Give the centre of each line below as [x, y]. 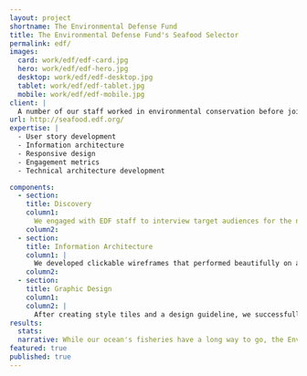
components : [32, 187]
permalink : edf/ [40, 43]
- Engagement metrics [59, 162]
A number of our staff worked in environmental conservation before [151, 111]
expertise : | [34, 129]
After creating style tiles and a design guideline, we [142, 314]
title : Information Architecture [90, 246]
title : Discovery [59, 204]
